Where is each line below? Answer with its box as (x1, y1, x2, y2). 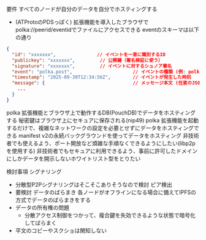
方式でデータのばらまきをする (15, 196, 91, 203)
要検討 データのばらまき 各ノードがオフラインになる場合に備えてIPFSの (15, 189, 196, 196)
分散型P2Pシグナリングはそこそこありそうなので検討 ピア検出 (15, 181, 173, 188)
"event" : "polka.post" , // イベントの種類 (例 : (12, 69, 186, 75)
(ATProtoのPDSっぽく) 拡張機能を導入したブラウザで (15, 18, 149, 26)
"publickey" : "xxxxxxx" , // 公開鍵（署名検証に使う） (12, 57, 163, 63)
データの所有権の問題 (15, 204, 69, 211)
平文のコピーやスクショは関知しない (15, 227, 107, 234)
